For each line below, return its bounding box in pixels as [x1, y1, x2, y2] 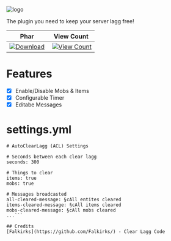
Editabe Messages [15, 101, 62, 108]
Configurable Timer [15, 94, 65, 101]
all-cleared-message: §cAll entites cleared [6, 196, 122, 203]
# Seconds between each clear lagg [6, 154, 97, 160]
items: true [6, 175, 37, 182]
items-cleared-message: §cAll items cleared [6, 202, 122, 208]
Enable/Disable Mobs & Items [15, 87, 90, 94]
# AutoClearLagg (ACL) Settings [6, 143, 89, 149]
